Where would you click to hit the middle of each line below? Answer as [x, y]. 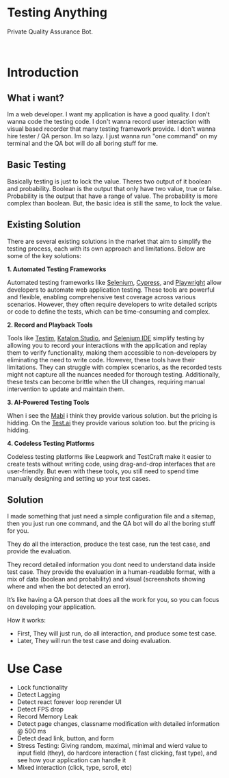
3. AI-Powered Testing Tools [48, 402]
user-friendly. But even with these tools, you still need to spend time [103, 471]
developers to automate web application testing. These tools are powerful [111, 290]
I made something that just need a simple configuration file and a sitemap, [111, 516]
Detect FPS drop [40, 710]
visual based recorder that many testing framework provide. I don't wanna [111, 129]
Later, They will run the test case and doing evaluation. [94, 641]
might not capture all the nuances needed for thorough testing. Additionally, [114, 374]
